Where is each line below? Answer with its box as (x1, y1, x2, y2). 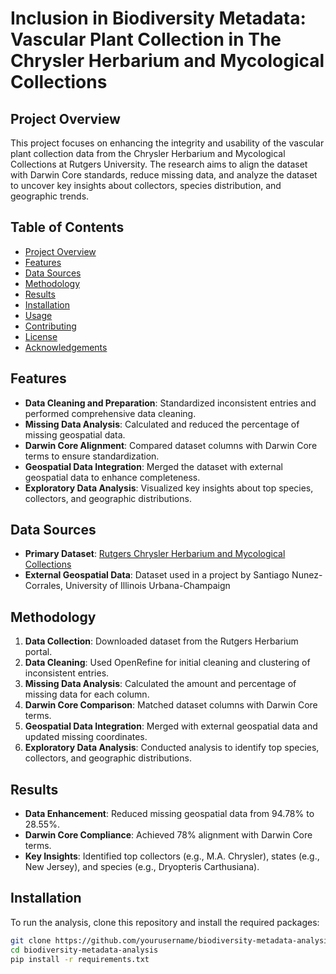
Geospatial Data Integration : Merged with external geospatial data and (24, 720, 318, 732)
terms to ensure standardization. (24, 450, 160, 462)
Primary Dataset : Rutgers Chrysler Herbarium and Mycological (24, 548, 286, 560)
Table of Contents (10, 219, 125, 236)
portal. (24, 646, 53, 658)
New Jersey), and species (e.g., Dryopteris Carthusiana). (24, 861, 260, 873)
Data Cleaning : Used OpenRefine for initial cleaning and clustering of (24, 657, 311, 669)
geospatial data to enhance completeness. (24, 471, 201, 483)
